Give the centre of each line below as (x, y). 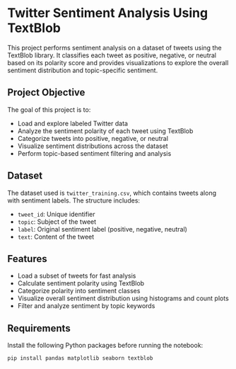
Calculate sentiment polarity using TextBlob (81, 283)
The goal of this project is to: (49, 109)
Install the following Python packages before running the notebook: (105, 346)
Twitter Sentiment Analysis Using (108, 13)
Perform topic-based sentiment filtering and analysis (94, 153)
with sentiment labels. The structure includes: (73, 200)
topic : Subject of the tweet (57, 222)
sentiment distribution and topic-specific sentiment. (83, 70)
